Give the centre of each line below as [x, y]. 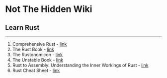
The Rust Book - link [33, 49]
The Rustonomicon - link [38, 55]
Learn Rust [22, 28]
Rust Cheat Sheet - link [36, 70]
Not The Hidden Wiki [49, 9]
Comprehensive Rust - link [40, 44]
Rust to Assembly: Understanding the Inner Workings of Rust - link [80, 65]
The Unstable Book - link [38, 60]
